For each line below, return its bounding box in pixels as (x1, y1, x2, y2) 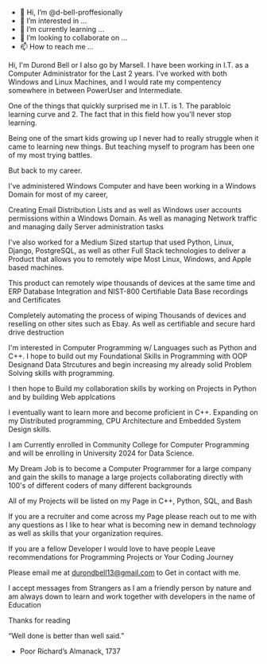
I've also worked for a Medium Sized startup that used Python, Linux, (8, 237, 234, 247)
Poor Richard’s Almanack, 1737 (19, 646, 121, 656)
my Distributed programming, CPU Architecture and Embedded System (8, 416, 242, 425)
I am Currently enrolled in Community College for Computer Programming (8, 440, 250, 449)
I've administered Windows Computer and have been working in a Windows (8, 182, 257, 190)
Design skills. (8, 424, 52, 434)
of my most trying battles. (8, 150, 93, 159)
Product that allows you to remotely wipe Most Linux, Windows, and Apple (8, 255, 252, 264)
